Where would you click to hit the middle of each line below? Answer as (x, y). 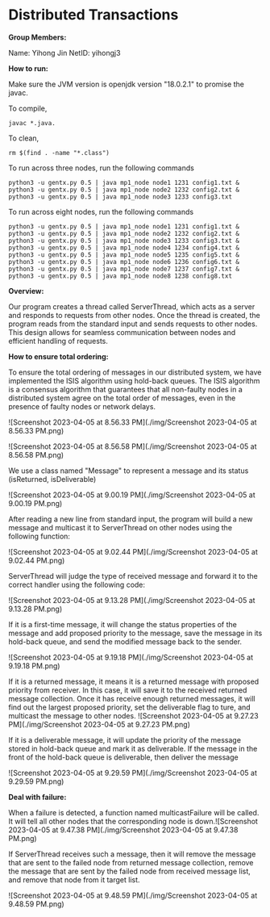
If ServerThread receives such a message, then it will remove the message (132, 854)
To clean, (24, 138)
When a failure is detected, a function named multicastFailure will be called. (134, 812)
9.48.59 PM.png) (36, 904)
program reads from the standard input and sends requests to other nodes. (133, 324)
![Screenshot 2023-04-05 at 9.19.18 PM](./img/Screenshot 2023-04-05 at (131, 657)
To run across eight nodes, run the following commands (101, 211)
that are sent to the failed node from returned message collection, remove (131, 862)
